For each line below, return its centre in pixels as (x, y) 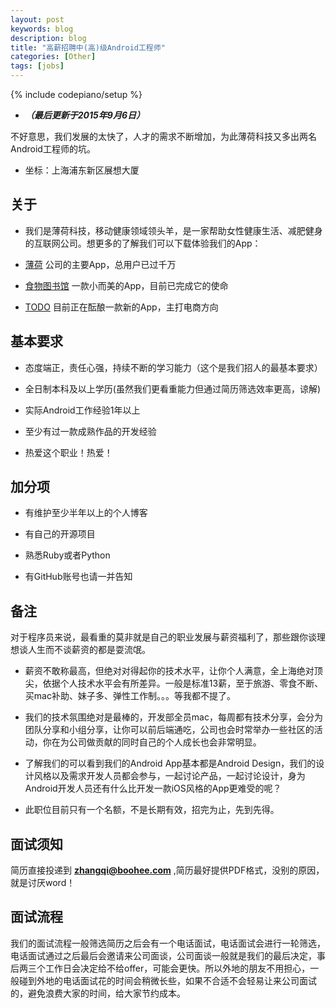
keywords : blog (42, 29)
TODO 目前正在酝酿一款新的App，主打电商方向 (121, 307)
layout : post (37, 19)
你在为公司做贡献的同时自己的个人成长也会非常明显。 (152, 742)
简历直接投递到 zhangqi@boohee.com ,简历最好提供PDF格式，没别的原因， (167, 870)
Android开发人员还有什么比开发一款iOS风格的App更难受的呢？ (153, 788)
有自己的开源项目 (60, 534)
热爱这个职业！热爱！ (68, 452)
